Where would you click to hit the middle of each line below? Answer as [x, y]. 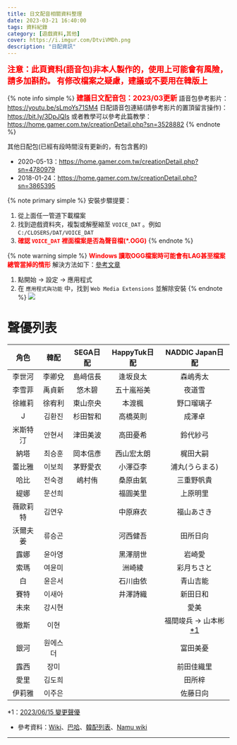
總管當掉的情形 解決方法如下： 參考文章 [64, 265]
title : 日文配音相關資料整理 [45, 14]
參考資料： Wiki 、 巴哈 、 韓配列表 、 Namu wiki [82, 727]
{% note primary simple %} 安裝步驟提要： [69, 200]
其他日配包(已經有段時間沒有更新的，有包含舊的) [78, 146]
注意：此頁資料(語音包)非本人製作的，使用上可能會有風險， [117, 69]
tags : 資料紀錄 [28, 27]
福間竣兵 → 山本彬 [195, 620]
